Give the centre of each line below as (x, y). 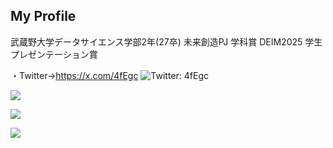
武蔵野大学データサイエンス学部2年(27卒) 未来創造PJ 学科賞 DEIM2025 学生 (166, 41)
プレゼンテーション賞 (54, 54)
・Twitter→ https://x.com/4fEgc (74, 75)
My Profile (43, 16)
